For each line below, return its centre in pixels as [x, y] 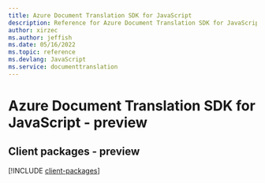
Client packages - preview [74, 152]
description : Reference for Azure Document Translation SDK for [116, 23]
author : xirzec [33, 30]
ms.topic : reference [42, 52]
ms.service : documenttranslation [63, 67]
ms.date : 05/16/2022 [42, 45]
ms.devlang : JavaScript [47, 60]
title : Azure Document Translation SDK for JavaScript [100, 15]
